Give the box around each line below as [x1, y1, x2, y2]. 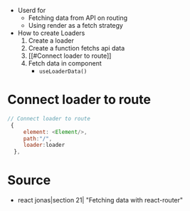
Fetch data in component [28, 59, 102, 67]
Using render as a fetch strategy [28, 21, 123, 29]
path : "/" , [23, 135, 53, 142]
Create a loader [28, 36, 75, 45]
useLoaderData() [38, 68, 88, 75]
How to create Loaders [17, 29, 85, 37]
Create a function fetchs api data [28, 44, 125, 52]
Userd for [17, 6, 46, 14]
